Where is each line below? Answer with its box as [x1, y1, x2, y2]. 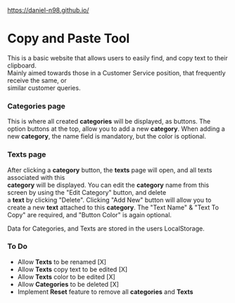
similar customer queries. [7, 84, 81, 92]
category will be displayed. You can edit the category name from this [7, 181, 210, 189]
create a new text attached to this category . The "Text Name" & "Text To [7, 203, 220, 212]
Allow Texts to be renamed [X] [17, 257, 107, 266]
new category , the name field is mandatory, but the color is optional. [7, 132, 206, 141]
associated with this [7, 173, 65, 181]
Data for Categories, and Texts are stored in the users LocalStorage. [7, 224, 205, 233]
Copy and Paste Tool [7, 31, 130, 46]
